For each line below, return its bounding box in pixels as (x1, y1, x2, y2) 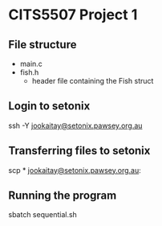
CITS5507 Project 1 (8, 6, 138, 24)
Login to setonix (8, 99, 91, 113)
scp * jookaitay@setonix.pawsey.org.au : (8, 165, 142, 175)
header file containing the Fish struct (31, 76, 154, 85)
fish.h (19, 68, 39, 77)
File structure (8, 38, 77, 51)
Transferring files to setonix (8, 144, 151, 158)
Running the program (8, 189, 117, 203)
